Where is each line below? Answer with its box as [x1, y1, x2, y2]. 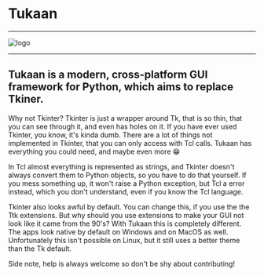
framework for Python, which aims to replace [8, 80, 234, 94]
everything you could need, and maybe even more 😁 [8, 147, 181, 156]
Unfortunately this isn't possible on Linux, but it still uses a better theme [8, 235, 240, 245]
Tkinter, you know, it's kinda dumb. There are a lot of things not [8, 130, 213, 140]
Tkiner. [8, 93, 44, 106]
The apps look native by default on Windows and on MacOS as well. [8, 227, 229, 236]
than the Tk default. [8, 244, 72, 253]
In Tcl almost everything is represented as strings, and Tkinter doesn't [8, 162, 235, 171]
